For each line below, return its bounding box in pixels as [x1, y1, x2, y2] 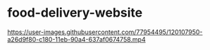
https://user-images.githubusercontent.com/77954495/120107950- [7, 28, 203, 36]
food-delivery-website [7, 5, 143, 21]
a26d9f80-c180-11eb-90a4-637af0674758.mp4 [7, 35, 146, 43]
